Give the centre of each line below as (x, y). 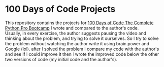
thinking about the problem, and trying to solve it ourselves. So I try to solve (82, 38)
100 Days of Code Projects (60, 9)
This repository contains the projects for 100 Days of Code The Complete (80, 23)
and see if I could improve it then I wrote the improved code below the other (82, 54)
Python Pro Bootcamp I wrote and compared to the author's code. (72, 28)
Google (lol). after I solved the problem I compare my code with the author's (82, 49)
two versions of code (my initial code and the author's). (61, 59)
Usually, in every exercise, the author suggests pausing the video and (76, 33)
